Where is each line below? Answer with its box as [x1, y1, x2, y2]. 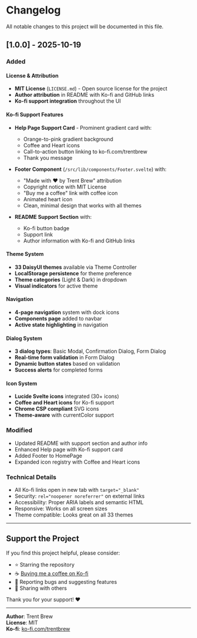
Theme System [6, 251, 44, 258]
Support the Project [6, 534, 79, 544]
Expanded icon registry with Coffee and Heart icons [14, 458, 140, 465]
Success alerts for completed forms [14, 366, 103, 373]
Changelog [6, 4, 61, 17]
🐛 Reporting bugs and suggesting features [14, 578, 117, 585]
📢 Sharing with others [14, 585, 67, 592]
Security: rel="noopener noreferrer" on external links [14, 492, 145, 499]
